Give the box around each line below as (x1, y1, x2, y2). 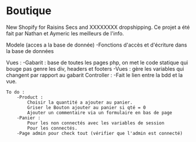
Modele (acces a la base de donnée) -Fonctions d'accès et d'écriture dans (6, 41, 187, 48)
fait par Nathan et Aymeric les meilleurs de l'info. (6, 29, 124, 37)
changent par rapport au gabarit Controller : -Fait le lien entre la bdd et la (6, 71, 183, 78)
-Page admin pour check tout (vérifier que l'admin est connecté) (16, 130, 183, 136)
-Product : (16, 94, 44, 100)
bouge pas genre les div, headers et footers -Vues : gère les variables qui (6, 65, 184, 72)
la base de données (6, 47, 54, 54)
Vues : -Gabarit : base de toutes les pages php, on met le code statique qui (6, 59, 188, 66)
